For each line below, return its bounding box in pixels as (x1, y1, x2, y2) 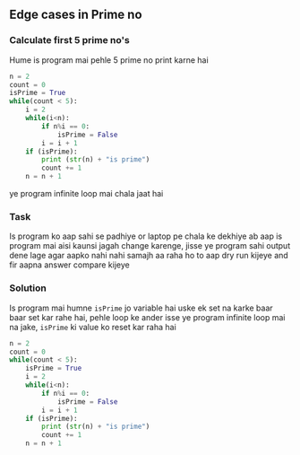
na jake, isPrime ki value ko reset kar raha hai (9, 321, 176, 332)
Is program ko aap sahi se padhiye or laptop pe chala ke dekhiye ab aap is (9, 231, 283, 241)
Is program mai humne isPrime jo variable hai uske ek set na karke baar (9, 302, 273, 313)
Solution (9, 282, 47, 294)
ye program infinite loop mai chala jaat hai (9, 188, 164, 199)
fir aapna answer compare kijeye (9, 259, 130, 270)
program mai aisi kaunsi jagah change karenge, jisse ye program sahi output (9, 241, 291, 251)
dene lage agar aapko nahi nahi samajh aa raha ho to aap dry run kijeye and (9, 250, 288, 261)
